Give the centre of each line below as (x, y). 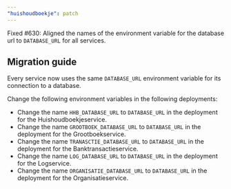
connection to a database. (44, 86)
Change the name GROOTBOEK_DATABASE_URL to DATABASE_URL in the (109, 127)
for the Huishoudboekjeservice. (62, 120)
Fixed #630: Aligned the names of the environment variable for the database (116, 33)
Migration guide (42, 62)
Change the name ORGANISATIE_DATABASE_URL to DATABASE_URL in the (112, 171)
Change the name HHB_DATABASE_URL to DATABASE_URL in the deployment (118, 112)
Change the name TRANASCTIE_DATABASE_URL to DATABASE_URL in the (111, 142)
